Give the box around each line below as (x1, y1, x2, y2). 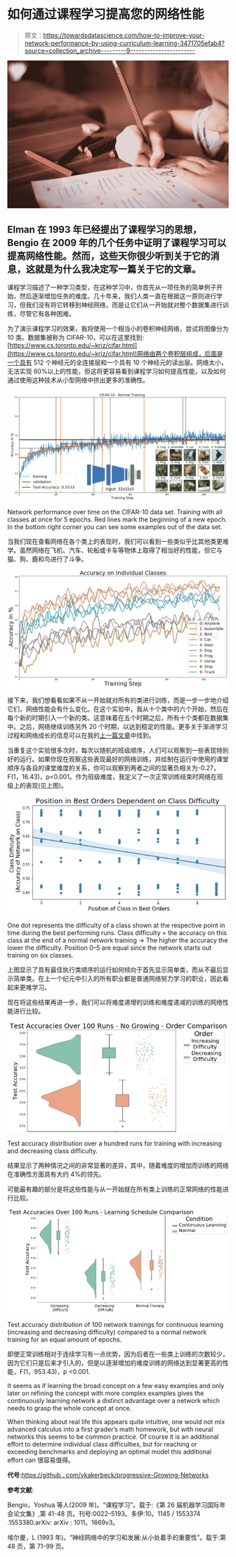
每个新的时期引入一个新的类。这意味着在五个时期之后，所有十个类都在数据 (7, 713, 223, 722)
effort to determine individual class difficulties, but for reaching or (7, 1440, 198, 1448)
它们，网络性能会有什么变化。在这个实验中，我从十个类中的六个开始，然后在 (7, 704, 229, 713)
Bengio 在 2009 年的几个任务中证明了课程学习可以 (7, 237, 227, 248)
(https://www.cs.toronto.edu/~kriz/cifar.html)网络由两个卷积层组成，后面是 (7, 350, 223, 358)
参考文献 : (7, 1485, 34, 1494)
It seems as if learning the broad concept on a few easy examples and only (7, 1381, 225, 1390)
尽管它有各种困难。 (19, 310, 75, 318)
